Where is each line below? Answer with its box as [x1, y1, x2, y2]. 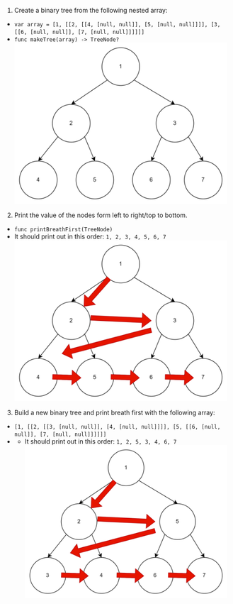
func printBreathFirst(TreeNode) [13, 226, 113, 233]
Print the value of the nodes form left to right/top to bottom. [13, 211, 188, 219]
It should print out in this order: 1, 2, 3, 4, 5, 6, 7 [13, 232, 166, 241]
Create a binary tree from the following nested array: [13, 6, 168, 14]
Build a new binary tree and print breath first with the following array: [13, 408, 215, 417]
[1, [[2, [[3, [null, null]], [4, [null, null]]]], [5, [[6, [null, [13, 423, 221, 430]
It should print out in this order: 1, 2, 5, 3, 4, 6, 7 [24, 436, 177, 446]
